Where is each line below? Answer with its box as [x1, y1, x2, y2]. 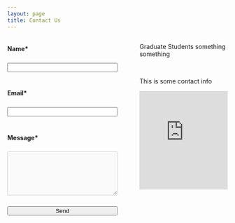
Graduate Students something [139, 42, 226, 50]
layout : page [7, 10, 45, 18]
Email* [7, 89, 27, 97]
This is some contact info [139, 76, 212, 85]
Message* [7, 133, 38, 142]
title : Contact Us [7, 17, 61, 24]
